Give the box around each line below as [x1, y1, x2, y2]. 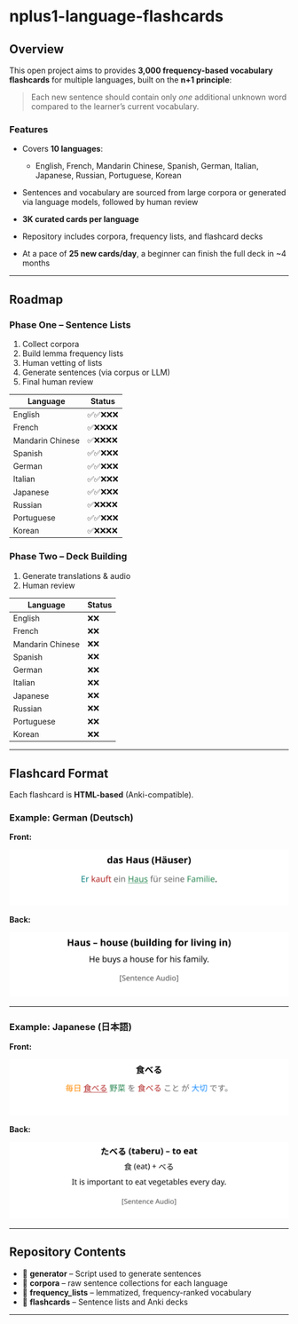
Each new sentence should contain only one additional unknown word [30, 91, 287, 102]
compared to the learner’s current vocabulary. [30, 101, 200, 112]
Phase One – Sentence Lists [9, 318, 131, 330]
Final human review [21, 376, 94, 387]
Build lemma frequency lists [21, 348, 124, 359]
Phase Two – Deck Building [9, 551, 128, 563]
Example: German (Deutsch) [9, 812, 134, 824]
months [21, 258, 51, 268]
